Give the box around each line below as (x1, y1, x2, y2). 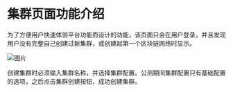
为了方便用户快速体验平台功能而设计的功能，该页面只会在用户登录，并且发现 (7, 30, 226, 39)
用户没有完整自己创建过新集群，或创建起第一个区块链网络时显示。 (7, 39, 196, 47)
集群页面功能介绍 (7, 6, 105, 22)
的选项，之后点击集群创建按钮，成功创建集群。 (7, 77, 141, 85)
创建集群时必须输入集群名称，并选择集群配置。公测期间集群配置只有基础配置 (7, 68, 226, 77)
